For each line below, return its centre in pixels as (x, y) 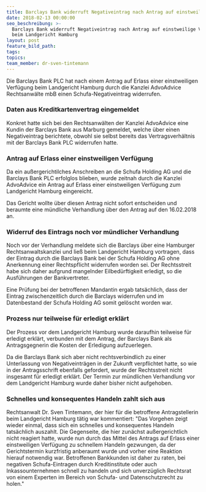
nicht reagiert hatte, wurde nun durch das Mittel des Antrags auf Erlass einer (103, 438)
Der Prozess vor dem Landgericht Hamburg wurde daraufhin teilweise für (99, 332)
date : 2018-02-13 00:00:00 (41, 18)
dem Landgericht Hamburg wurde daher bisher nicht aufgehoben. (90, 383)
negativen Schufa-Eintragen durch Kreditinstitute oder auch (82, 464)
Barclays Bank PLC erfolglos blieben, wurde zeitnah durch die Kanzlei (94, 178)
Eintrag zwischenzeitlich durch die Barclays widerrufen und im (85, 296)
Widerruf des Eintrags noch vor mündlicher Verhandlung (93, 232)
